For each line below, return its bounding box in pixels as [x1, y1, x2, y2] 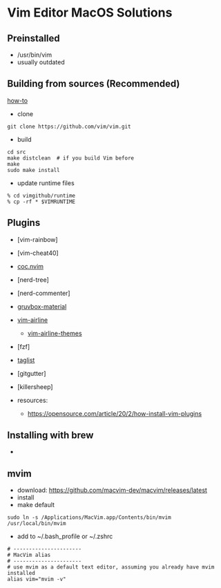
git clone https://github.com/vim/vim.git [7, 123, 131, 130]
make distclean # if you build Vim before [7, 154, 135, 162]
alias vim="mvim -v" [7, 576, 67, 583]
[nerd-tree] [17, 275, 50, 284]
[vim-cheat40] [17, 249, 59, 257]
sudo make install [7, 167, 60, 173]
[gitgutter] [17, 369, 46, 377]
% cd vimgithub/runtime [7, 192, 76, 199]
